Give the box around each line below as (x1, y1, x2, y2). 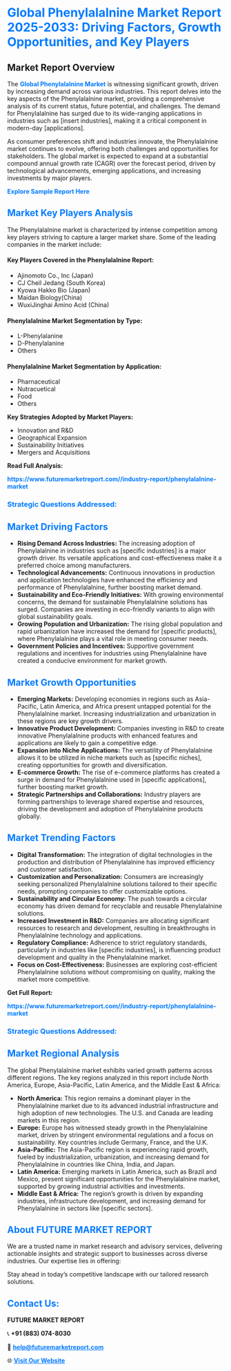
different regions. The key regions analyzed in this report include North (7, 1073, 209, 1081)
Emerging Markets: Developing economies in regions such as (17, 695, 194, 703)
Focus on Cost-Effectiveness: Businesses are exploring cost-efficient (17, 960, 217, 969)
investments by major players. (7, 174, 92, 182)
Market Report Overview (7, 61, 115, 73)
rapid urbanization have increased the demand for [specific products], (17, 627, 217, 635)
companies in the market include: (7, 240, 102, 248)
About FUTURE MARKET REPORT (7, 1223, 153, 1236)
